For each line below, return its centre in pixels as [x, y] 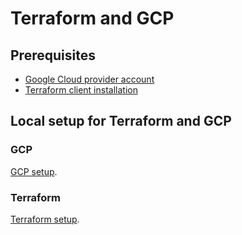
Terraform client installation [81, 90]
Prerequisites [53, 55]
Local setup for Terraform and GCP [121, 121]
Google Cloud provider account [89, 79]
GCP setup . [34, 171]
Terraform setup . [45, 219]
